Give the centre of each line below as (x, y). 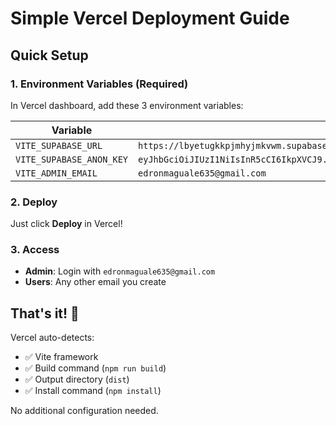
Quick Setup (49, 55)
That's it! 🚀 (45, 313)
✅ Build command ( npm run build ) (95, 368)
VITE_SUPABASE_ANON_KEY (72, 159)
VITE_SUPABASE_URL (59, 145)
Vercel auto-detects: (52, 338)
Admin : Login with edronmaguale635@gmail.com (120, 271)
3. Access (35, 250)
